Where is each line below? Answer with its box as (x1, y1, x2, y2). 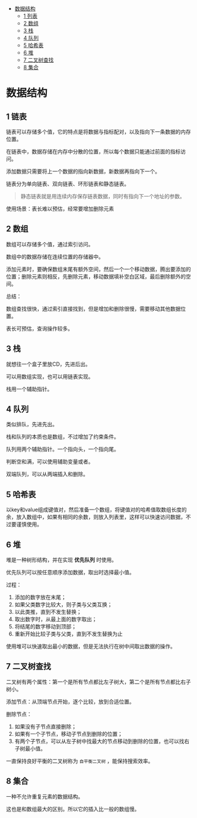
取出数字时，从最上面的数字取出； (14, 616, 97, 623)
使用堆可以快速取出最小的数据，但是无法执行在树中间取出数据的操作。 (6, 643, 176, 650)
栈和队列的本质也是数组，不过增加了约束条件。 (6, 433, 119, 440)
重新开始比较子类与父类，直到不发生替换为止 (14, 630, 123, 637)
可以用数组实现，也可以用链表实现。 (6, 373, 94, 380)
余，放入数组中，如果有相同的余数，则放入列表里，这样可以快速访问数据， (6, 514, 186, 521)
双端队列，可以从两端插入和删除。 (6, 471, 89, 478)
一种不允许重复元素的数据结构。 (6, 793, 83, 800)
